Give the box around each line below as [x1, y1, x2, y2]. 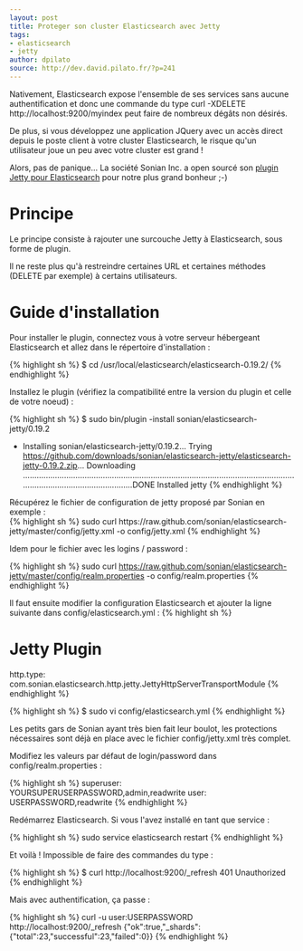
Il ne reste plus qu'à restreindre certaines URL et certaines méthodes [9, 260, 267, 272]
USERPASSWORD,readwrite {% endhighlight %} [9, 796, 188, 807]
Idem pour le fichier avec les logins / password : [9, 543, 188, 553]
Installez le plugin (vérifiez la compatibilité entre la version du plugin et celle [9, 386, 292, 397]
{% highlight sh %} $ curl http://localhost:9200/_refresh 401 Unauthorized [9, 867, 287, 878]
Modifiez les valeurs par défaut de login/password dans [9, 750, 217, 761]
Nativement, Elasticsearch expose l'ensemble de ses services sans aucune [9, 88, 289, 100]
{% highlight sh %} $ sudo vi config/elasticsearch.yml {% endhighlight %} [9, 706, 286, 716]
